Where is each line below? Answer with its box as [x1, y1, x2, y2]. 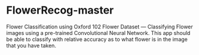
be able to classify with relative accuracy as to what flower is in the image [6, 35, 188, 43]
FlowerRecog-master [6, 4, 114, 17]
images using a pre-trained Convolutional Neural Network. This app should [6, 29, 191, 36]
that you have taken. [6, 42, 57, 49]
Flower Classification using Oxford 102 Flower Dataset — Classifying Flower [6, 23, 193, 30]
